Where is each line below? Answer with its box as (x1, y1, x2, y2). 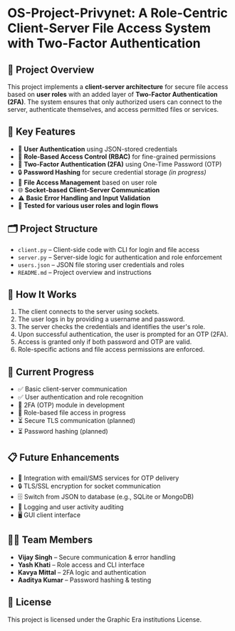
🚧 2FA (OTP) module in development (17, 401, 125, 410)
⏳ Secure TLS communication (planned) (17, 417, 136, 425)
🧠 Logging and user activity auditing (17, 503, 124, 511)
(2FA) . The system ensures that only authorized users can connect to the (7, 98, 222, 106)
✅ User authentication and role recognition (17, 393, 144, 402)
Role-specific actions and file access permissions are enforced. (17, 345, 205, 354)
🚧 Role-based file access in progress (17, 408, 126, 417)
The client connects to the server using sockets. (17, 308, 160, 316)
